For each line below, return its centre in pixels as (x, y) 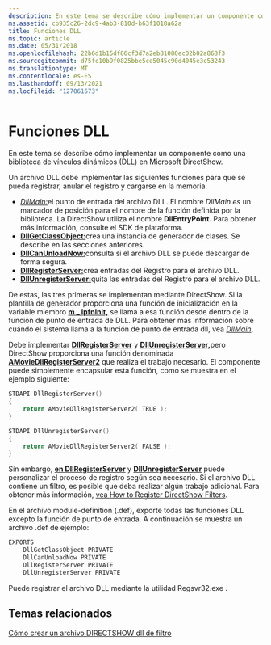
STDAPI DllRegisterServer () (56, 394)
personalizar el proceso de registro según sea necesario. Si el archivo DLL (132, 478)
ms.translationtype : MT (48, 69)
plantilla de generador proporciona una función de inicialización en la (123, 303)
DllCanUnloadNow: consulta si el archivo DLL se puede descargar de (135, 253)
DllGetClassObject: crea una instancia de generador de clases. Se (130, 236)
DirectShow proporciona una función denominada (91, 353)
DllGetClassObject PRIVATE (68, 550)
